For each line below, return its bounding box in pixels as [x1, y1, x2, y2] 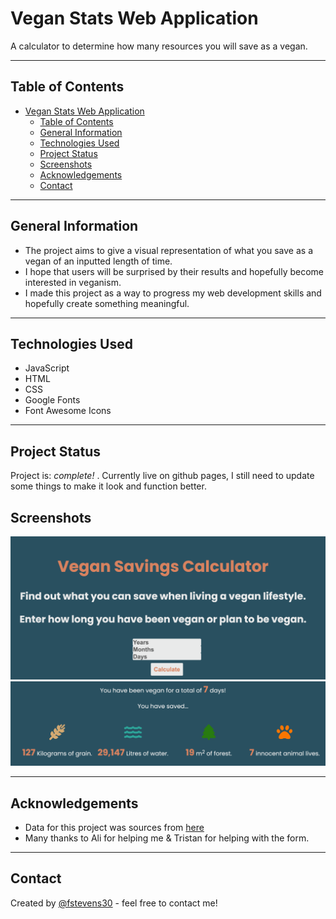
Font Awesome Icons [24, 405, 112, 417]
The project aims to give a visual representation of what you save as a [24, 244, 313, 256]
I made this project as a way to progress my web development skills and [24, 287, 322, 299]
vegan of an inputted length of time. [24, 255, 173, 267]
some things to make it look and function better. [10, 480, 207, 492]
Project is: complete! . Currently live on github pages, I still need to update [10, 470, 315, 482]
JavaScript [24, 362, 70, 374]
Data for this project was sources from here [24, 822, 205, 834]
